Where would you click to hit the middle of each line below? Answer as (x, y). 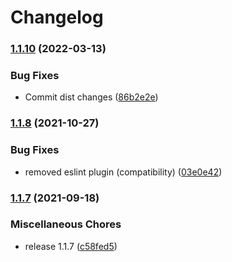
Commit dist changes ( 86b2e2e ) (91, 97)
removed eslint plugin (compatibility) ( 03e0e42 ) (123, 172)
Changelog (57, 17)
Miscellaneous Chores (66, 224)
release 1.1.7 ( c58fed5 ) (71, 246)
